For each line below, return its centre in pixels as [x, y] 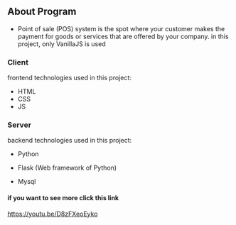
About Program [42, 12]
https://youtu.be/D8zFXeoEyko [53, 214]
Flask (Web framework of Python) [67, 168]
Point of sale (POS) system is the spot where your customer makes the [121, 28]
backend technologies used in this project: [70, 141]
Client [18, 62]
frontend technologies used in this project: [69, 78]
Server [20, 125]
